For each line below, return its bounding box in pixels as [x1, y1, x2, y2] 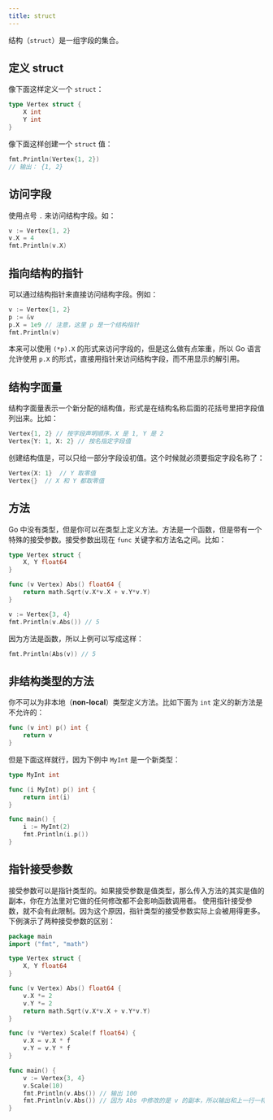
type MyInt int [8, 771, 60, 779]
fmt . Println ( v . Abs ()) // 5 [8, 618, 100, 626]
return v [23, 731, 53, 740]
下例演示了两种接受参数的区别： [8, 916, 115, 926]
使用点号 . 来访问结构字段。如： [8, 211, 116, 220]
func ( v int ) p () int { [8, 724, 89, 732]
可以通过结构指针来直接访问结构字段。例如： [8, 289, 158, 299]
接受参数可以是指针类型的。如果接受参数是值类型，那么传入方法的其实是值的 [8, 885, 265, 895]
